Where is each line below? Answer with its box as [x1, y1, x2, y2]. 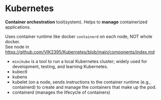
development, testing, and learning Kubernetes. [12, 64, 109, 69]
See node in [5, 44, 29, 50]
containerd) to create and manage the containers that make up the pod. [12, 84, 157, 90]
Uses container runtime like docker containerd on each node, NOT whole [5, 33, 153, 39]
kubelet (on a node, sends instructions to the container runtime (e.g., [12, 79, 151, 85]
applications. [5, 24, 31, 30]
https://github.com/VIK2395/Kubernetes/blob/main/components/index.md [5, 49, 155, 55]
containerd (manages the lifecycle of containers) [12, 89, 111, 95]
